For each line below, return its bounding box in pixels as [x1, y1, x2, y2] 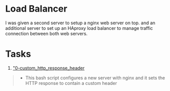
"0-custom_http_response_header [12, 65, 85, 71]
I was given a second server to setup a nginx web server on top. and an [5, 20, 156, 26]
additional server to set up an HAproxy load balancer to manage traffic [5, 25, 153, 31]
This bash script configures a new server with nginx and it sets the [25, 74, 165, 81]
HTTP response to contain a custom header [25, 80, 117, 86]
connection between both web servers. [5, 30, 88, 36]
